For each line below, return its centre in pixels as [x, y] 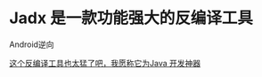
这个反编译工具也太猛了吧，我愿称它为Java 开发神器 [105, 63]
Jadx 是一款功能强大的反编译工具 [131, 18]
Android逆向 [32, 44]
